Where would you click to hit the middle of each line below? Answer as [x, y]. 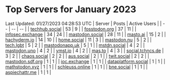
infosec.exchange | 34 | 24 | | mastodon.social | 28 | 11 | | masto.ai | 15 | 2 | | [86, 34]
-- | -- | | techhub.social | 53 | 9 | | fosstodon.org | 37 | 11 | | [74, 29]
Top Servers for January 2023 [71, 9]
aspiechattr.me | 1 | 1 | [28, 72]
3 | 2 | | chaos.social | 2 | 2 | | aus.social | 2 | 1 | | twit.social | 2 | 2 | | [77, 56]
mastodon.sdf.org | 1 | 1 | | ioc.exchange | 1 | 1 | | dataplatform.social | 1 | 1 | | [85, 61]
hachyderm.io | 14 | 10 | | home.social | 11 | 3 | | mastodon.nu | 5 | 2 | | [79, 40]
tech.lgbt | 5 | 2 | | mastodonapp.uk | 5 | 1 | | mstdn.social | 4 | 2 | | [75, 45]
